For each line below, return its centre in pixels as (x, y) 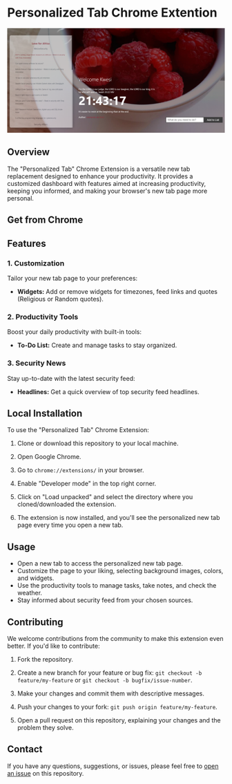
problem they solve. (45, 728)
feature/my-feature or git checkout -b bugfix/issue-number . (105, 680)
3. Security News (37, 363)
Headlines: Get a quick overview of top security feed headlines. (108, 391)
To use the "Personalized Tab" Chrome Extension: (78, 430)
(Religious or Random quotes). (60, 299)
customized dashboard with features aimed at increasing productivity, (107, 183)
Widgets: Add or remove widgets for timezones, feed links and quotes (117, 291)
